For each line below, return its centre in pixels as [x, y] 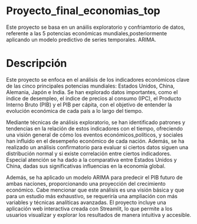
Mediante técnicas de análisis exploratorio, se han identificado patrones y [96, 122]
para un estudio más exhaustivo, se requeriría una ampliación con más [92, 196]
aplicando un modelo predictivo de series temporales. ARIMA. [81, 39]
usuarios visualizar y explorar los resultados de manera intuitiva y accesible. [99, 215]
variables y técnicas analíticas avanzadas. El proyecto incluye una [86, 202]
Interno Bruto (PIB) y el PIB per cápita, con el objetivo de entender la [89, 105]
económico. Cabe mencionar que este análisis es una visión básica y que [95, 190]
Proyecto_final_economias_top [83, 11]
